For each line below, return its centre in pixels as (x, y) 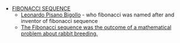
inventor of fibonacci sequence (59, 21)
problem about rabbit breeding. (59, 34)
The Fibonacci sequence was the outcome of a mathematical (96, 27)
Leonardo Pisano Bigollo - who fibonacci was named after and (97, 15)
